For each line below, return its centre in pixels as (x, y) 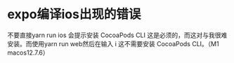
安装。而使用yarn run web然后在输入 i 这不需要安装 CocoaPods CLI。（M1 (113, 43)
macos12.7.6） (28, 52)
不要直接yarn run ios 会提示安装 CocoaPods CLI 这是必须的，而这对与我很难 (117, 35)
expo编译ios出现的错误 (74, 14)
